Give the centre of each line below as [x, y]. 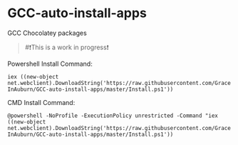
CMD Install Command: [41, 102]
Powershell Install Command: [50, 64]
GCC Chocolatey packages [47, 33]
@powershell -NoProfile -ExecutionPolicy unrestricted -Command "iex [113, 116]
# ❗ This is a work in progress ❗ [67, 47]
